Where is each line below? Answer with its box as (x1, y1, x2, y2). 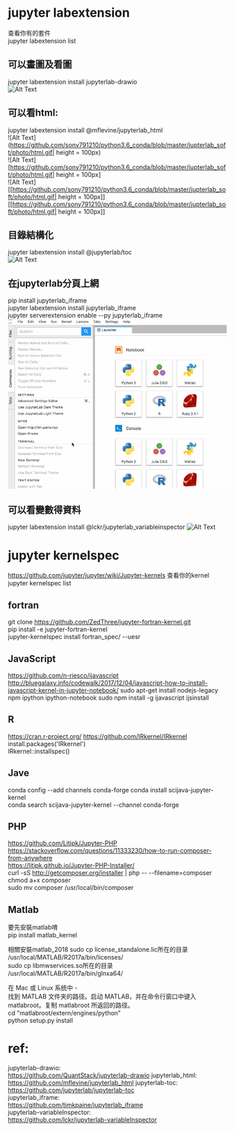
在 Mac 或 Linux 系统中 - (8, 984, 78, 992)
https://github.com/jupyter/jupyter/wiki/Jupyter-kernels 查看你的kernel (8, 571, 210, 580)
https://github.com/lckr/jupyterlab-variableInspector (8, 1116, 157, 1124)
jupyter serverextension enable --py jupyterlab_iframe (8, 311, 163, 320)
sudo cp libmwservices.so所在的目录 (8, 962, 113, 970)
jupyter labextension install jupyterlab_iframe (8, 304, 136, 312)
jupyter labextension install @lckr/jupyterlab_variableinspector (8, 523, 185, 531)
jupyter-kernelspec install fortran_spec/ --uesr (8, 633, 141, 641)
